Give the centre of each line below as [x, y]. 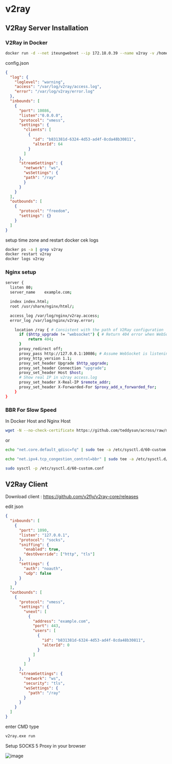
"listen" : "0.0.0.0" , [41, 115]
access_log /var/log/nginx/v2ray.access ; [55, 316]
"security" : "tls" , [45, 683]
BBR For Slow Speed [31, 410]
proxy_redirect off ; [41, 349]
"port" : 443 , [46, 626]
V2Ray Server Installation [47, 28]
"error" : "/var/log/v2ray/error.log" [55, 92]
